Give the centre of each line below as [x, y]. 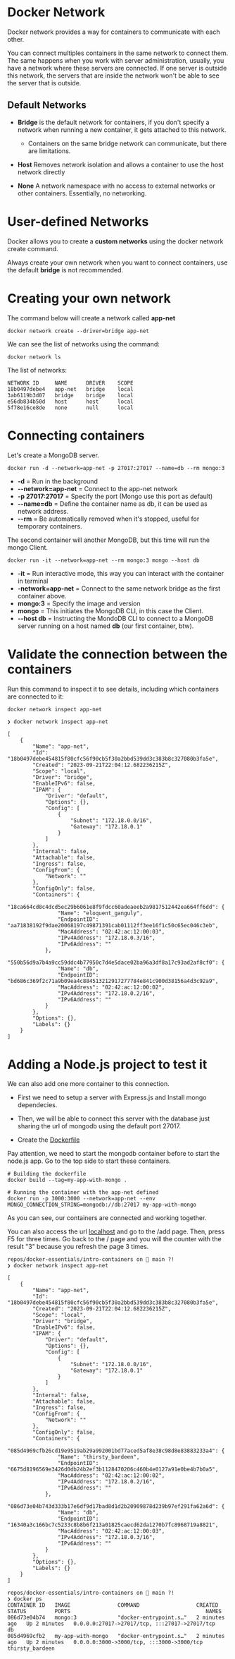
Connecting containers [76, 435]
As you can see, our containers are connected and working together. [107, 1218]
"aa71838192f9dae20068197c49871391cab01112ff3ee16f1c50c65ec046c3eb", [113, 925]
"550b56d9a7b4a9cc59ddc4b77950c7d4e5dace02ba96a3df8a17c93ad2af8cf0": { [116, 963]
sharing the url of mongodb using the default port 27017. [99, 1126]
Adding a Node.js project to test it [107, 1064]
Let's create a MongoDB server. [53, 455]
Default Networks [47, 105]
